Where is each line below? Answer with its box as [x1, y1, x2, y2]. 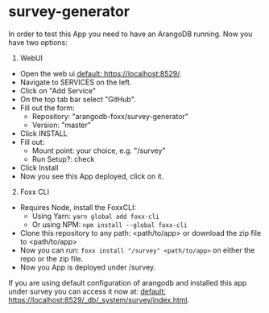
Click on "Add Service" [19, 85, 97, 95]
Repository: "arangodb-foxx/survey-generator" [31, 111, 189, 121]
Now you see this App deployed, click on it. [19, 171, 164, 181]
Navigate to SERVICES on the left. [19, 77, 132, 87]
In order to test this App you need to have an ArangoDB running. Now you [8, 29, 253, 39]
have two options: [8, 37, 68, 47]
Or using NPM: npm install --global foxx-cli [31, 220, 188, 229]
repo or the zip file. [19, 253, 84, 263]
